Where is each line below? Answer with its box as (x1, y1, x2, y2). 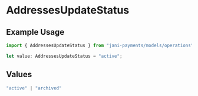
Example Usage (6, 27, 65, 37)
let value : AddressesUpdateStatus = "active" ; (6, 53, 123, 59)
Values (6, 69, 32, 80)
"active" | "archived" (6, 85, 62, 91)
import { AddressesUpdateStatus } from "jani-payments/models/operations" (6, 42, 194, 48)
